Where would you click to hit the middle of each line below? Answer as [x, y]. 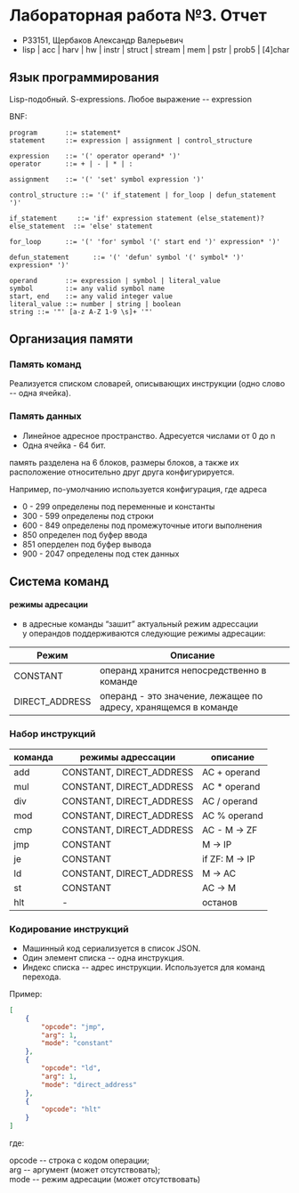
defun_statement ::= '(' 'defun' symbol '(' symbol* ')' [127, 257]
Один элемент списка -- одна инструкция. [103, 957]
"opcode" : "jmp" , [73, 1027]
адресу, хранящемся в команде [169, 707]
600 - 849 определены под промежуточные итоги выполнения [142, 525]
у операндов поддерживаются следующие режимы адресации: [144, 634]
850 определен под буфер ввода [85, 534]
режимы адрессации [128, 757]
